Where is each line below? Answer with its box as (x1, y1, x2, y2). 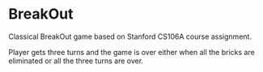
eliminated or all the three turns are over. (8, 56, 144, 66)
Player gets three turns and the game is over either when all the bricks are (8, 47, 255, 57)
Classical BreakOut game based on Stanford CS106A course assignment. (8, 32, 252, 41)
